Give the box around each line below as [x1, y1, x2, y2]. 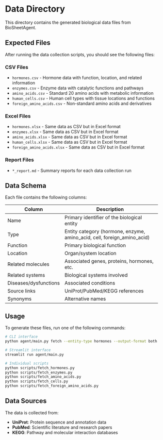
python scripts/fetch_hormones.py [5, 365, 75, 370]
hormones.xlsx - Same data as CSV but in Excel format [12, 124, 121, 130]
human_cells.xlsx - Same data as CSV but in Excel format [12, 139, 128, 145]
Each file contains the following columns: [5, 194, 87, 200]
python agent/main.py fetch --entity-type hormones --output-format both [5, 339, 158, 344]
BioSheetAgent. [5, 24, 36, 30]
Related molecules [7, 261, 49, 268]
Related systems [7, 272, 45, 279]
